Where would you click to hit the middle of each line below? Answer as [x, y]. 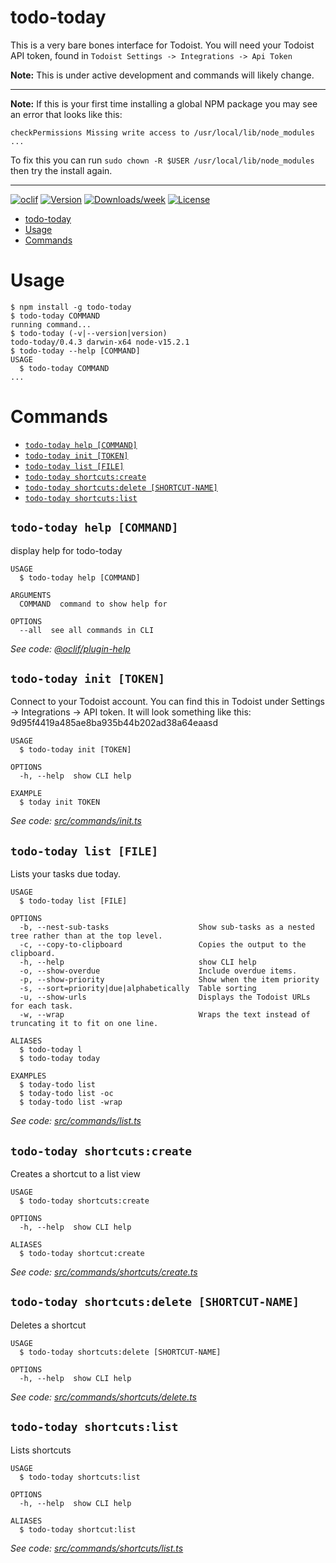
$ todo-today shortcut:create [82, 1254]
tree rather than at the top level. [86, 936]
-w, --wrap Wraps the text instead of [165, 1015]
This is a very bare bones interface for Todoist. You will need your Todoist [162, 45]
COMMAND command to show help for [93, 604]
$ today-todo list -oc [66, 1094]
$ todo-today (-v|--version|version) [89, 333]
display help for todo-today [66, 550]
